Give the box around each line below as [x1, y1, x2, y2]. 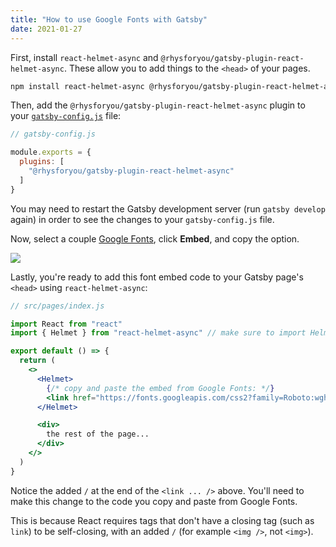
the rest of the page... [46, 429, 150, 440]
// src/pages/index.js [10, 301, 105, 311]
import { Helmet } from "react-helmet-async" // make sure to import [10, 328, 307, 338]
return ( [19, 356, 56, 366]
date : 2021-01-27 [10, 24, 83, 34]
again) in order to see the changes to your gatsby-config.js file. [10, 213, 275, 225]
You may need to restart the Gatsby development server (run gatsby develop [10, 202, 326, 215]
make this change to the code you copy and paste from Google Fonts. [10, 495, 298, 507]
